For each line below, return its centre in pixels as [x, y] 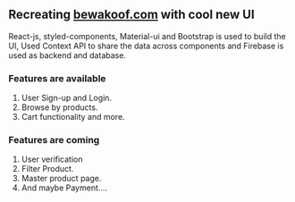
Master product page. [61, 179]
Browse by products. [59, 107]
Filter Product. [47, 169]
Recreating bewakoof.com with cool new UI [132, 15]
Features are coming [54, 140]
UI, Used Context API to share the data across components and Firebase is [146, 46]
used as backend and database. [67, 55]
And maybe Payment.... [64, 188]
